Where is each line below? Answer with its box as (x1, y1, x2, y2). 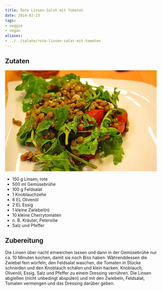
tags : (5, 18, 16, 23)
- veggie (5, 23, 23, 28)
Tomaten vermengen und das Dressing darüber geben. (5, 280, 115, 286)
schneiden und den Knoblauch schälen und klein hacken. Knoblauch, (5, 265, 143, 271)
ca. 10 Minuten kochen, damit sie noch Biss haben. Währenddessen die (5, 255, 147, 260)
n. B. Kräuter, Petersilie (12, 217, 58, 223)
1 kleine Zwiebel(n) (12, 207, 50, 213)
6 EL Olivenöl (12, 196, 39, 202)
